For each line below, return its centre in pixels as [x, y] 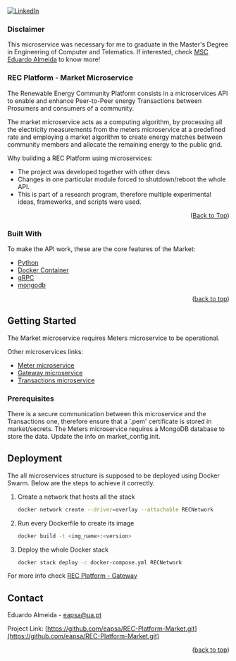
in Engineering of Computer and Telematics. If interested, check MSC [108, 52]
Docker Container [43, 270]
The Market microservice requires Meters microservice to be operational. [114, 338]
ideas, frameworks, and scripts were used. [80, 202]
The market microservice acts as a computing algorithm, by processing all [115, 122]
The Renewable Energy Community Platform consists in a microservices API [118, 93]
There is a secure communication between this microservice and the [107, 414]
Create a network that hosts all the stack [76, 497]
